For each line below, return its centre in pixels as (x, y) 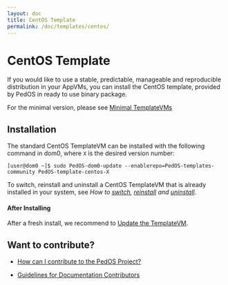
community (21, 172)
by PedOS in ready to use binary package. (67, 95)
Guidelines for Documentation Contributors (78, 275)
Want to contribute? (51, 245)
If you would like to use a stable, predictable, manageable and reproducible (114, 79)
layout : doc (24, 13)
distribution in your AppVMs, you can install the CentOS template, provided (114, 87)
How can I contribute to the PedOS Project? (79, 262)
